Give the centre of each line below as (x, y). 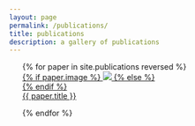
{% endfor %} (47, 113)
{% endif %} (45, 87)
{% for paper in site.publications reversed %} (104, 67)
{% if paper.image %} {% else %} (88, 78)
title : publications (47, 33)
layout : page (33, 17)
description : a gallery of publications (85, 42)
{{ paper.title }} (49, 96)
